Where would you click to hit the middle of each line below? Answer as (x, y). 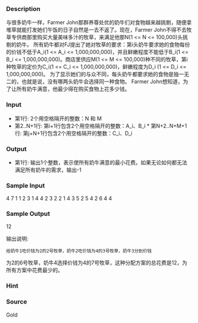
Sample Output (28, 214)
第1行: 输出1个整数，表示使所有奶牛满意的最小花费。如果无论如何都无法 (101, 162)
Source (17, 302)
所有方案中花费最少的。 (34, 270)
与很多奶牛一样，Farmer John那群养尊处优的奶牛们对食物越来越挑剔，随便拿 (99, 22)
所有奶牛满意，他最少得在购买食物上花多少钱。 (73, 89)
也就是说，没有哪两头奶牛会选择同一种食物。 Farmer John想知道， (102, 82)
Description (23, 9)
